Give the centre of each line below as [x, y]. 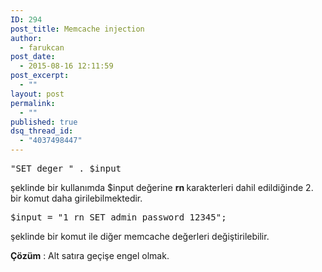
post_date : [33, 57]
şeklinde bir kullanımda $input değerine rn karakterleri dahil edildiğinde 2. [162, 187]
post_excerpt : [40, 76]
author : [26, 38]
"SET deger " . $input [66, 168]
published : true [44, 122]
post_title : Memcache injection [77, 29]
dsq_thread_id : [42, 131]
